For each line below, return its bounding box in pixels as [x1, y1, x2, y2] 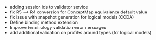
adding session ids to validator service [9, 4, 88, 10]
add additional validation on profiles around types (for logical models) [9, 30, 152, 35]
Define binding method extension [9, 19, 78, 25]
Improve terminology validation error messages [9, 25, 106, 30]
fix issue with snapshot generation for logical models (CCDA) [9, 14, 134, 20]
